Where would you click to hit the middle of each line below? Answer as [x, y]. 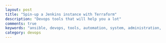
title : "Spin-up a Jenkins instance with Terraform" [61, 14]
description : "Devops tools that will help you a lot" [63, 19]
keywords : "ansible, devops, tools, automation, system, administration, [83, 28]
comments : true [21, 23]
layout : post [19, 10]
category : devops [23, 33]
